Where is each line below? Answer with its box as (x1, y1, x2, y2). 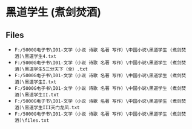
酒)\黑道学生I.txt (14, 79, 57, 85)
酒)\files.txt (14, 118, 50, 124)
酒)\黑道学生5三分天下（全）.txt (14, 66, 88, 72)
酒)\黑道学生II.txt (14, 92, 59, 98)
